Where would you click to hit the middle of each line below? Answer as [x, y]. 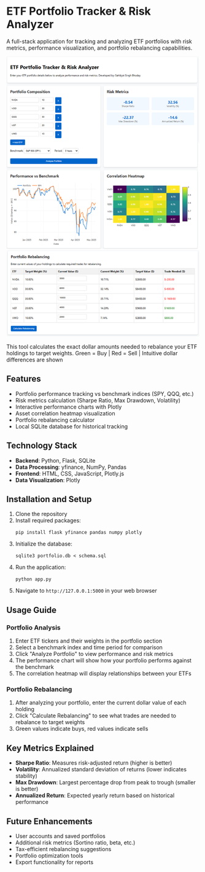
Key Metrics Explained [50, 748]
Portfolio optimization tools [49, 855]
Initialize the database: [44, 544]
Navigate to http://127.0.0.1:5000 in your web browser [86, 591]
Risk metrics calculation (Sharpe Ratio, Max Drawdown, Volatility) [98, 400]
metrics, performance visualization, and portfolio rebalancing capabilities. [99, 48]
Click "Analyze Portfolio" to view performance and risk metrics [94, 654]
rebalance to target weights [50, 722]
